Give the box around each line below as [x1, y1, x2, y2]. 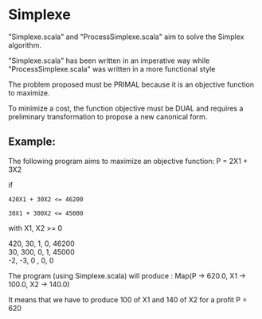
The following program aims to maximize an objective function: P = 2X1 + [8, 156, 248, 165]
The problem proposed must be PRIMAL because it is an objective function [8, 80, 255, 89]
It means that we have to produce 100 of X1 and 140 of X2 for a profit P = [8, 294, 248, 304]
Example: [8, 135, 56, 149]
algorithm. [8, 40, 42, 49]
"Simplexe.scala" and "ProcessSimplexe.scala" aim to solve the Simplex [8, 32, 244, 41]
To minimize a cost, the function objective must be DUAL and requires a [8, 103, 244, 113]
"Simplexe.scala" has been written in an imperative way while [8, 56, 210, 65]
